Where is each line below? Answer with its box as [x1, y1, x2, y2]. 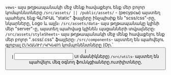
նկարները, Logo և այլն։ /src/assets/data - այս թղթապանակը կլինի [5, 20, 160, 26]
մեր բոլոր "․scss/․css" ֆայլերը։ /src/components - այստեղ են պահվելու [5, 36, 164, 43]
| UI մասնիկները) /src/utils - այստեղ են [12, 54, 159, 59]
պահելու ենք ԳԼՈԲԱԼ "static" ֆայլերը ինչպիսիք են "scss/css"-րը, [5, 15, 156, 21]
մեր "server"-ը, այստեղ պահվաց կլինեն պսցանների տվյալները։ [5, 26, 156, 32]
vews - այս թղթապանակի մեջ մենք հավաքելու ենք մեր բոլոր [5, 4, 145, 10]
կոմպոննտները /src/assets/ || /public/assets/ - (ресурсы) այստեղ [5, 10, 161, 16]
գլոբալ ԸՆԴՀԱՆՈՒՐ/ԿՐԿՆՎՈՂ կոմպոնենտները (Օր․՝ [5, 42, 113, 48]
